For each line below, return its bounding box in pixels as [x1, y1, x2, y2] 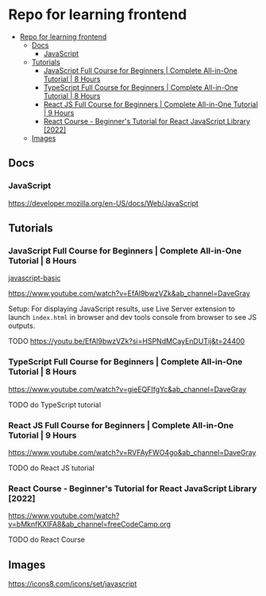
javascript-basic [8, 273, 61, 283]
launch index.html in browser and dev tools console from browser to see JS [8, 313, 257, 322]
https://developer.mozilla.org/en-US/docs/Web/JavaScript [8, 198, 199, 208]
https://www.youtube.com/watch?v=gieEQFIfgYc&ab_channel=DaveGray [8, 384, 247, 394]
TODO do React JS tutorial [8, 463, 95, 473]
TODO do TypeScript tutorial [8, 399, 102, 409]
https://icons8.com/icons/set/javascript [8, 579, 137, 589]
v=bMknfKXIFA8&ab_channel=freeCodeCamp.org [8, 520, 172, 529]
